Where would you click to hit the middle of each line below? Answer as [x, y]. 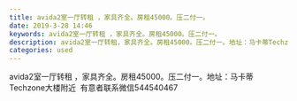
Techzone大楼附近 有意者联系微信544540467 [94, 88]
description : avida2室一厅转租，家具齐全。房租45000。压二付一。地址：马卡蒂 [139, 42]
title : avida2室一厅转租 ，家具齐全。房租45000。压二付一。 [109, 17]
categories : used [41, 50]
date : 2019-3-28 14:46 [51, 26]
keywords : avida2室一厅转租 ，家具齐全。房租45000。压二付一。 [115, 34]
